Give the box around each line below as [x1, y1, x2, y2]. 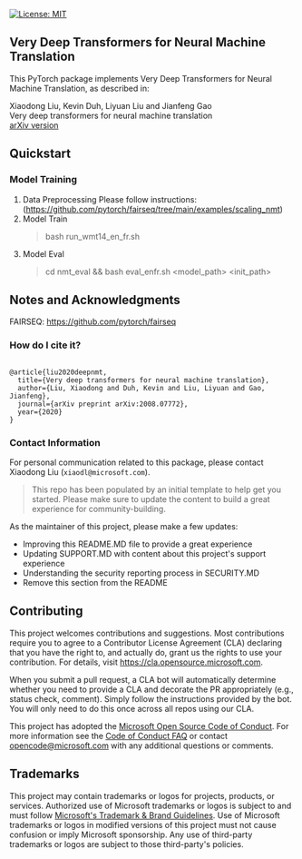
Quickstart [9, 146, 72, 162]
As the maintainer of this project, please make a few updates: [9, 520, 239, 531]
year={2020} [17, 407, 63, 417]
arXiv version [9, 119, 59, 131]
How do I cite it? [9, 339, 82, 351]
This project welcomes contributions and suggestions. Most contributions [9, 627, 285, 638]
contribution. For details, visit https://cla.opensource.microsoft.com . [9, 657, 264, 667]
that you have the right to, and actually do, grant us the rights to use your [9, 647, 283, 657]
